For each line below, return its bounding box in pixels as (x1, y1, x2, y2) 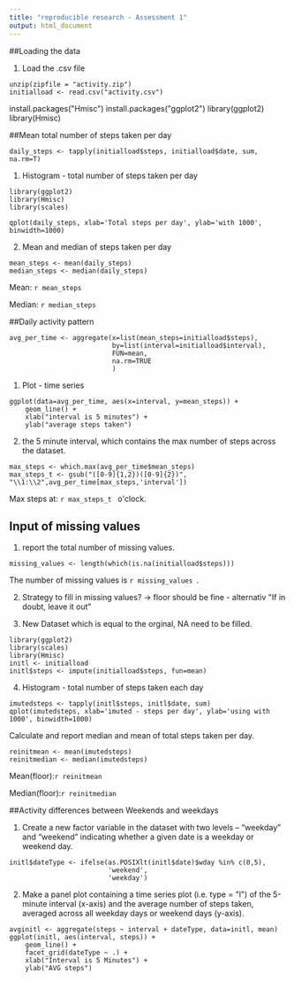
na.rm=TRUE (111, 356, 152, 366)
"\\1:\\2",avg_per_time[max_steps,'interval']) (9, 477, 188, 487)
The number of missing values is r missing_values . (9, 575, 200, 585)
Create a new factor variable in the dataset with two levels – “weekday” (21, 823, 281, 833)
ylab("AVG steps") (25, 964, 93, 973)
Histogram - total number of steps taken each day (21, 683, 204, 693)
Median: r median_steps (9, 298, 97, 310)
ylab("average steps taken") (25, 420, 132, 429)
